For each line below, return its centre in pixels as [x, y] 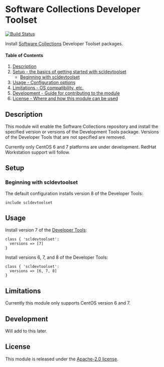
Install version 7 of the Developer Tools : [46, 230]
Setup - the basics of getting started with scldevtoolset [69, 72]
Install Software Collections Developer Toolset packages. [64, 43]
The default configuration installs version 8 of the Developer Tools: [74, 193]
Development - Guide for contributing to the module [66, 93]
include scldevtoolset [29, 202]
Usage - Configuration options [44, 83]
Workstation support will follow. [38, 152]
